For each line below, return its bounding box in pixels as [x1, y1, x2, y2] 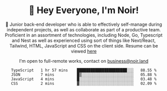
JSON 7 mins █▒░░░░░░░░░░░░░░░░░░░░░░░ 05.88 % [11, 72, 157, 77]
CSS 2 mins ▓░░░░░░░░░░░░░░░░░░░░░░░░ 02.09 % [11, 81, 157, 86]
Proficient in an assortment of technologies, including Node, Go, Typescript [5, 32, 163, 38]
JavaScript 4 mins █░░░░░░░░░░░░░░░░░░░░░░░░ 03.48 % [11, 76, 157, 81]
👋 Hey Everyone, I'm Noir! [28, 5, 139, 16]
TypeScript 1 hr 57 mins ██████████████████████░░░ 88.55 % [11, 68, 157, 73]
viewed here [71, 48, 97, 54]
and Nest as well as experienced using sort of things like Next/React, [12, 37, 156, 43]
